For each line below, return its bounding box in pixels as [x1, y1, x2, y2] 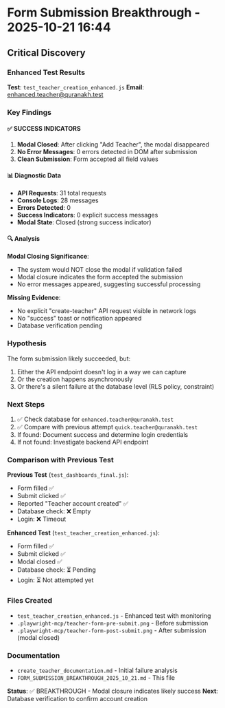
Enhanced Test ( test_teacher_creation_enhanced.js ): [7, 528, 160, 537]
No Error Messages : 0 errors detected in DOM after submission [16, 148, 198, 155]
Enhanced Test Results [7, 67, 86, 77]
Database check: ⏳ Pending [16, 566, 96, 574]
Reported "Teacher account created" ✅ [16, 500, 129, 508]
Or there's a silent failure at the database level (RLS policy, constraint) [16, 382, 215, 390]
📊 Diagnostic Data [7, 171, 62, 180]
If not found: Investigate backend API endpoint [16, 438, 149, 446]
